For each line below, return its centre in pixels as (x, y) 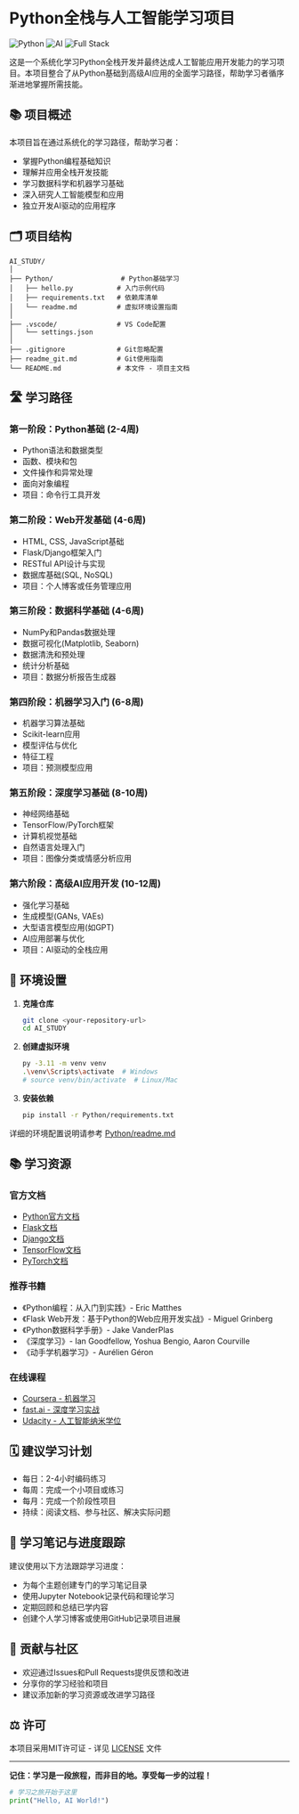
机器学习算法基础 (53, 723)
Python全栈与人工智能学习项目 (122, 18)
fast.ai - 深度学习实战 (61, 1410)
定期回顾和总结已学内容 (65, 1607)
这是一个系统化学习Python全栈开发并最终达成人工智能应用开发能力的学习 (143, 61)
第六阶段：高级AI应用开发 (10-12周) (85, 884)
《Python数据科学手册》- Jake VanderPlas (98, 1329)
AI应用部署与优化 (53, 938)
